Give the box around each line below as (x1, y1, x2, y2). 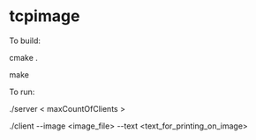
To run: (9, 86, 35, 97)
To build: (9, 35, 41, 46)
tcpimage (9, 6, 80, 26)
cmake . (9, 52, 38, 63)
